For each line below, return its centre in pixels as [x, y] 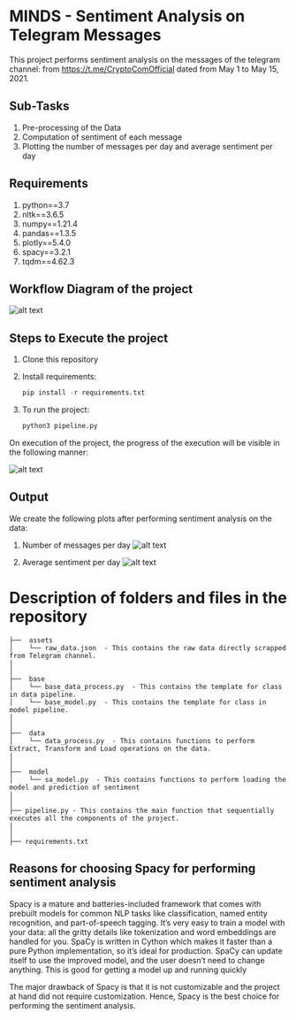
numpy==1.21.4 [49, 224]
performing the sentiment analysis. [72, 1005]
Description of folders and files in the [148, 598]
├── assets [31, 640]
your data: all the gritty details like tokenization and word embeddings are [143, 932]
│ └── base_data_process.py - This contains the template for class [146, 686]
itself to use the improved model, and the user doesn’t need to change [137, 960]
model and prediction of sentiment [75, 787]
